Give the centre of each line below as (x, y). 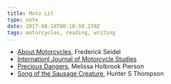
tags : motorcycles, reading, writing (61, 32)
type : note (23, 20)
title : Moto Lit (30, 13)
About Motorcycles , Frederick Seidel (69, 52)
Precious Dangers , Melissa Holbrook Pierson (81, 66)
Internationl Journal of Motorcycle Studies (77, 59)
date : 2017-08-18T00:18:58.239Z (53, 26)
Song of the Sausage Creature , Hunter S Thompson (90, 74)
